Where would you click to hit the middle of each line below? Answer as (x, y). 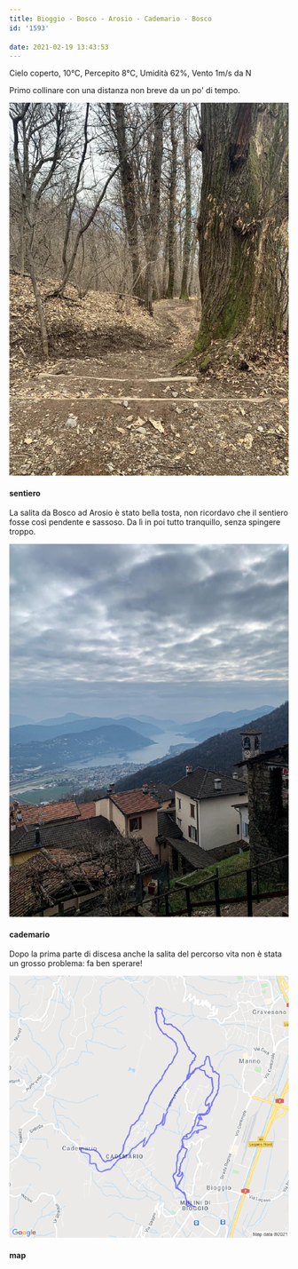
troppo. (23, 532)
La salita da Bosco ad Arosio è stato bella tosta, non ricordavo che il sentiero (149, 513)
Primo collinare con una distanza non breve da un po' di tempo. (125, 91)
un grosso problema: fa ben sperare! (76, 964)
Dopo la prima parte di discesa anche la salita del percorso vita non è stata (145, 954)
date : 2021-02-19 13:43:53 (59, 47)
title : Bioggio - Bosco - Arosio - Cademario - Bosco (111, 19)
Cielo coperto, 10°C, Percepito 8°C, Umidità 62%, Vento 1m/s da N (130, 73)
